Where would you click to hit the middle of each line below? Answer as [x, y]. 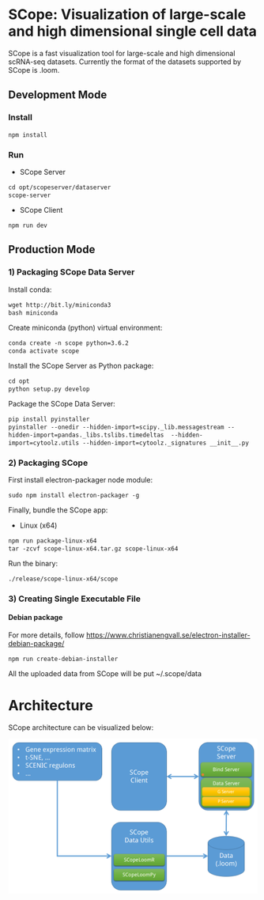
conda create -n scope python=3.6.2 [68, 343]
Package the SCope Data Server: [62, 403]
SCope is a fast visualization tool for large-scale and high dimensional [122, 53]
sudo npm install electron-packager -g [74, 495]
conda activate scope [44, 351]
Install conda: [30, 289]
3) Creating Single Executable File [74, 599]
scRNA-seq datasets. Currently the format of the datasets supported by [125, 62]
